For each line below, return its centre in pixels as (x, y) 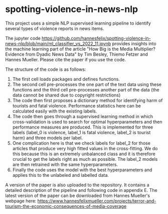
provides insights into (134, 43)
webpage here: (21, 201)
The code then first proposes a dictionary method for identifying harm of (88, 100)
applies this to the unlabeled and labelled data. (61, 175)
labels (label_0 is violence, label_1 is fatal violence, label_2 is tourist (81, 132)
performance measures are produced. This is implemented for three (83, 127)
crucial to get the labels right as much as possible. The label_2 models (85, 159)
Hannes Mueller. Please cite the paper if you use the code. (66, 59)
